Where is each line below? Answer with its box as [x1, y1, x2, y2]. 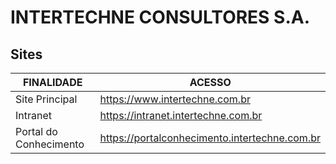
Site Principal [15, 92, 78, 106]
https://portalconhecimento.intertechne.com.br [99, 131, 321, 145]
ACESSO [189, 76, 232, 89]
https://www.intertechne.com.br [99, 92, 251, 106]
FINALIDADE [22, 76, 83, 89]
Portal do [15, 125, 58, 138]
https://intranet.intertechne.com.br [99, 109, 263, 122]
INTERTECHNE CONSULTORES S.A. [10, 6, 311, 29]
